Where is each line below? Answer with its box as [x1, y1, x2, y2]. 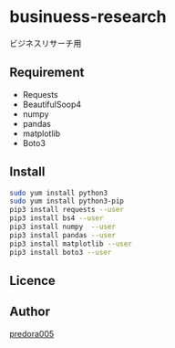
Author [9, 304, 50, 320]
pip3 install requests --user [9, 206, 125, 215]
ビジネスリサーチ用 [9, 37, 82, 48]
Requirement [9, 65, 85, 80]
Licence [9, 272, 57, 289]
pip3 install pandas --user [9, 230, 117, 239]
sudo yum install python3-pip [9, 196, 125, 206]
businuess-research [9, 6, 167, 27]
